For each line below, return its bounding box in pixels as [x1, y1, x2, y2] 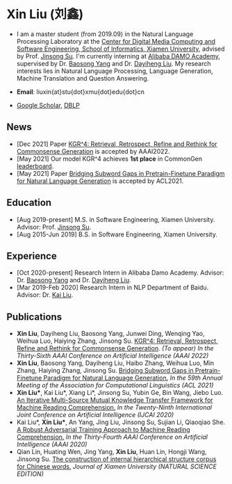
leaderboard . [16, 161, 54, 170]
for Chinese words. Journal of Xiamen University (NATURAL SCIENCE [16, 462, 217, 471]
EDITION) [16, 470, 44, 478]
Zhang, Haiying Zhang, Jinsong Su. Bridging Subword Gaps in [16, 366, 194, 375]
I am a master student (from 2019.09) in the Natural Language [16, 29, 194, 38]
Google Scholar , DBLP [16, 101, 81, 109]
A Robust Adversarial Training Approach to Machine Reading [16, 426, 190, 434]
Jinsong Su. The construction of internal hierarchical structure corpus [16, 455, 217, 463]
